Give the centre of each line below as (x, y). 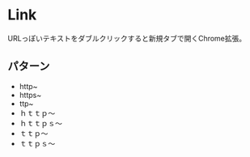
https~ (30, 95)
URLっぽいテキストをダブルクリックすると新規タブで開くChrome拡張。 (127, 38)
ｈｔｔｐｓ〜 (40, 123)
